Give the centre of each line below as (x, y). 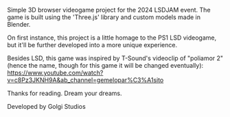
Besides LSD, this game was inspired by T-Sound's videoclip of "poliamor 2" (115, 58)
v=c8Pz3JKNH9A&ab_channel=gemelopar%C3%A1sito (85, 80)
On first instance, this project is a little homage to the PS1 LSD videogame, (112, 38)
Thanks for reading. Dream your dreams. (65, 93)
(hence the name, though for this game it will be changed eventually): (105, 65)
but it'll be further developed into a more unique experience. (92, 45)
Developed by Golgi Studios (46, 106)
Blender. (19, 24)
